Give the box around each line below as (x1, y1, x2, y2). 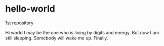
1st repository (5, 20, 34, 26)
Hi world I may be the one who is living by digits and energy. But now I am (5, 29, 159, 35)
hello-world (5, 3, 56, 15)
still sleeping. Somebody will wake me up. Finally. (5, 35, 108, 41)
